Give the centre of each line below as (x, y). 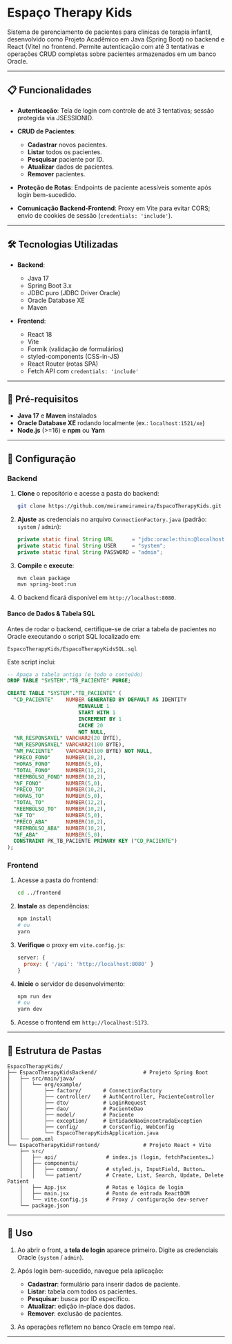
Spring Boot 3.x (50, 286)
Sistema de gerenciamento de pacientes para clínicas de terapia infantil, (110, 32)
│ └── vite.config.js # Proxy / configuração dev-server (114, 1200)
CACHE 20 (91, 725)
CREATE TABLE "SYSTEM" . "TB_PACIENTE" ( (65, 693)
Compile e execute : (46, 566)
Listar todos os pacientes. (65, 152)
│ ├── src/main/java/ (41, 1079)
